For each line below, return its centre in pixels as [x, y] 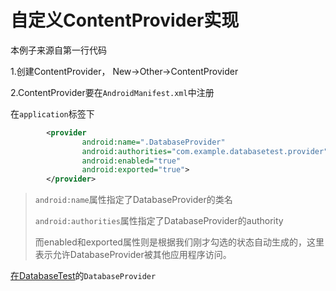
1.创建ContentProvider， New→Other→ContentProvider [124, 71]
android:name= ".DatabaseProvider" [153, 142]
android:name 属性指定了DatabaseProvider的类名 [133, 200]
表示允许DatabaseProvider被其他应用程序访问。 [133, 255]
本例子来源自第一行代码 [58, 50]
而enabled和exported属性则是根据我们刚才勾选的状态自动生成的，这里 [179, 242]
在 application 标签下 [52, 113]
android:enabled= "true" [131, 161]
